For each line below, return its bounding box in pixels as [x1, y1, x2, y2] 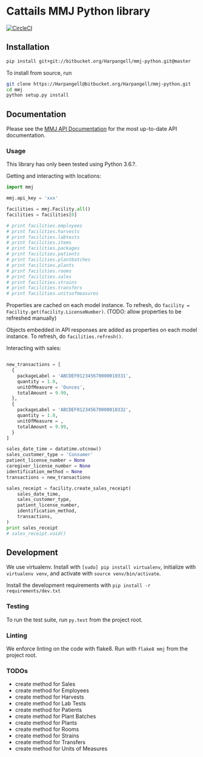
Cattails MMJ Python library [6, 4, 150, 18]
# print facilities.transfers [6, 285, 83, 291]
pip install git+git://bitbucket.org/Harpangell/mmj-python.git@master [6, 58, 191, 64]
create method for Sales [15, 680, 76, 688]
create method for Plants [15, 719, 78, 727]
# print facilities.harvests [6, 228, 80, 235]
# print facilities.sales [6, 274, 72, 280]
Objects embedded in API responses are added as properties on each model [6, 327, 198, 334]
